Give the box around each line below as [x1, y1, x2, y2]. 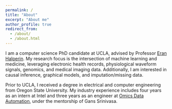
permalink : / [5, 7, 33, 13]
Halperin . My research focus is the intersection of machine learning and [5, 55, 157, 61]
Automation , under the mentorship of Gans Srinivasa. [5, 98, 118, 104]
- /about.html [10, 36, 40, 41]
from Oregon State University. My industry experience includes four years [5, 87, 162, 93]
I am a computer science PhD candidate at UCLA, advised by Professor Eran [5, 50, 167, 56]
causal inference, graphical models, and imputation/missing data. [5, 72, 144, 78]
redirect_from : [5, 27, 38, 32]
